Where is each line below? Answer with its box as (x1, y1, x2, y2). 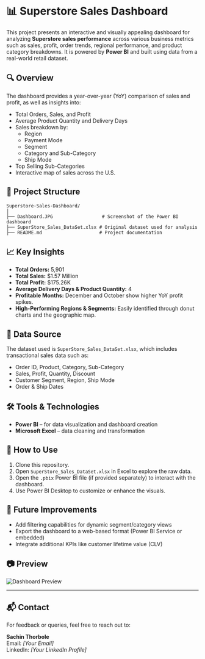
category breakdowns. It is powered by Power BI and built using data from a (6, 48, 198, 55)
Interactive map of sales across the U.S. (15, 168, 116, 176)
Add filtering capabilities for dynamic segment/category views (15, 520, 172, 528)
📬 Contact (6, 602, 49, 613)
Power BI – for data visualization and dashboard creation (15, 421, 158, 428)
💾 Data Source (6, 329, 62, 339)
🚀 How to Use (6, 445, 58, 455)
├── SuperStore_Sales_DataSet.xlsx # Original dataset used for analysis (6, 224, 198, 230)
